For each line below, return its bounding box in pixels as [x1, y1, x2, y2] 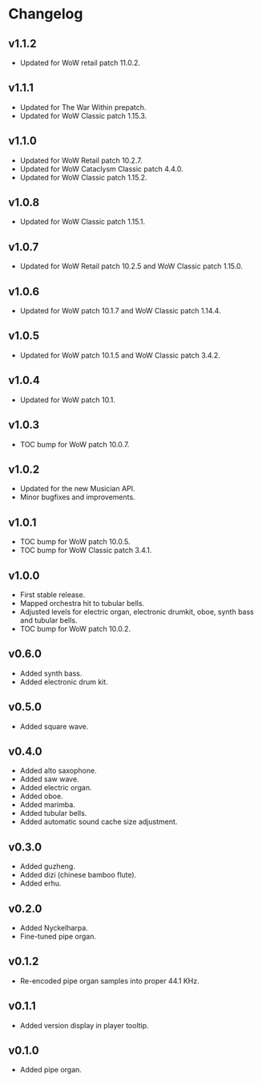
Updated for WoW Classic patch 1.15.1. [19, 217, 146, 227]
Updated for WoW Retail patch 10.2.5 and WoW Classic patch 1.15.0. [19, 261, 243, 271]
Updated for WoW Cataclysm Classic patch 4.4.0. [19, 164, 183, 173]
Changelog [8, 5, 83, 23]
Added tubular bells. [19, 809, 87, 818]
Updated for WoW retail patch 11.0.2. [19, 58, 141, 67]
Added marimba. [19, 800, 76, 809]
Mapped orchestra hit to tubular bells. [19, 598, 145, 608]
